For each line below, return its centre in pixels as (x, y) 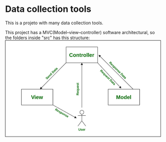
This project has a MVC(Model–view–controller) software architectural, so (80, 32)
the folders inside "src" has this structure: (47, 38)
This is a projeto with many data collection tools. (54, 23)
